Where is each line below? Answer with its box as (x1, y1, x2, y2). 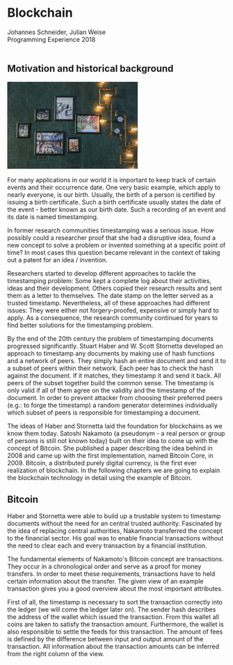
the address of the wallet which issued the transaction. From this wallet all (7, 613, 219, 621)
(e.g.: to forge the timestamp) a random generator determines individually (7, 401, 218, 409)
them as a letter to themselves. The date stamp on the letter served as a (7, 291, 214, 300)
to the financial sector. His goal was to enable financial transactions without (7, 534, 224, 543)
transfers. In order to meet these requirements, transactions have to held (7, 570, 216, 578)
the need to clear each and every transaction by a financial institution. (7, 541, 207, 550)
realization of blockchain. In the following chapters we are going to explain (7, 466, 220, 474)
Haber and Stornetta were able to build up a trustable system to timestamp (7, 512, 221, 520)
